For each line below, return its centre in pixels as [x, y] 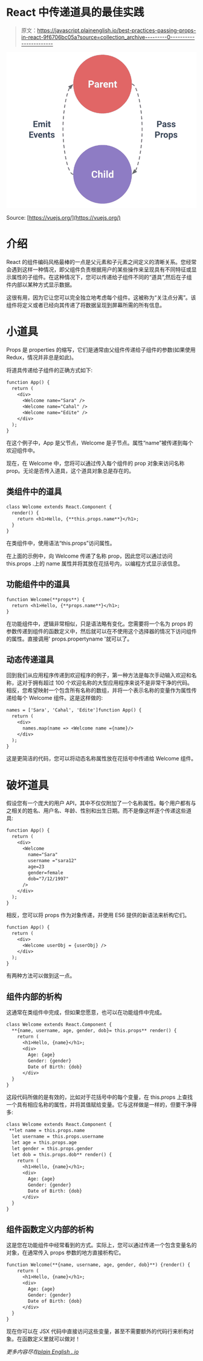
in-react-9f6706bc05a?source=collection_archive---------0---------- [108, 37]
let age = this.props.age [44, 1143]
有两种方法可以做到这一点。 [41, 976]
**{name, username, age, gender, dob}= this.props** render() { [94, 1031]
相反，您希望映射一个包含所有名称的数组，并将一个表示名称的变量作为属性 [99, 690]
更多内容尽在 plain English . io [43, 1351]
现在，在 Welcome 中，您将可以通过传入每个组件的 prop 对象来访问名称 [95, 463]
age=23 [36, 867]
